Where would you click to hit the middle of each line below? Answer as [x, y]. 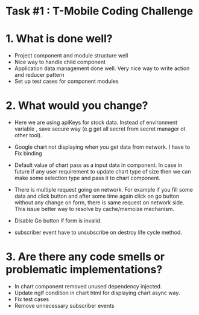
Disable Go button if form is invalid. [58, 221]
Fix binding [28, 154]
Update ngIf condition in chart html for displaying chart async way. [97, 293]
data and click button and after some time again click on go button [97, 196]
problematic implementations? [84, 270]
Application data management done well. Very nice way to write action [102, 68]
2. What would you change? [77, 106]
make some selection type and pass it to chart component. [87, 178]
